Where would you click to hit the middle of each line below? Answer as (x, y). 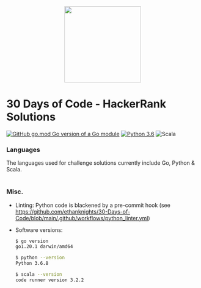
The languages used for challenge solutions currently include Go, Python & (101, 163)
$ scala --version (38, 275)
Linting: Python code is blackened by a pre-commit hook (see (93, 205)
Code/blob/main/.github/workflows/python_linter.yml (82, 218)
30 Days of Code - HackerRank (86, 104)
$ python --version (40, 258)
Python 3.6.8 (32, 264)
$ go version (32, 241)
